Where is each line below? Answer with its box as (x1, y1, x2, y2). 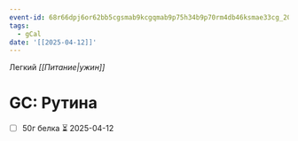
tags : (9, 21, 29, 30)
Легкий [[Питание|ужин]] (9, 62, 106, 73)
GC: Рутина (9, 93, 98, 114)
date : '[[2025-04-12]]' (9, 37, 98, 47)
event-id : (9, 12, 46, 22)
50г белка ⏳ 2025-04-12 (21, 123, 114, 134)
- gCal (17, 29, 42, 38)
